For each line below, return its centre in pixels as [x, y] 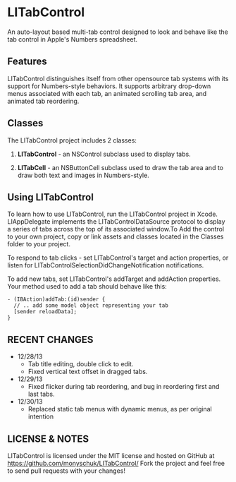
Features [27, 62]
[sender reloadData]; [45, 312]
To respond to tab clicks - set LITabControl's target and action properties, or [118, 258]
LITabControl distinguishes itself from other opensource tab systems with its [118, 78]
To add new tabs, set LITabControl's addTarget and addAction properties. [114, 279]
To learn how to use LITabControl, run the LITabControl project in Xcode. [113, 214]
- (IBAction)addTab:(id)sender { [56, 300]
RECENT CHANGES [50, 339]
